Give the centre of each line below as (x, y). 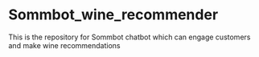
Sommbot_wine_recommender (113, 15)
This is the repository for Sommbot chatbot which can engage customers (129, 37)
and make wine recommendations (64, 45)
